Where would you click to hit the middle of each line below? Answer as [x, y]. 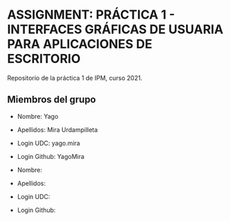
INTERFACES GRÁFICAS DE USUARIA [115, 29]
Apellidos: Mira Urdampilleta [57, 129]
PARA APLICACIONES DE [80, 44]
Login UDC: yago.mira [49, 143]
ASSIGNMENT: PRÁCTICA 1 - [91, 15]
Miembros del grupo [52, 100]
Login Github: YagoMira [51, 156]
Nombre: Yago [38, 116]
